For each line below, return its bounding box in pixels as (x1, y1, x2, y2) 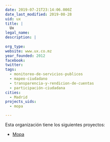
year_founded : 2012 (5, 53, 46, 58)
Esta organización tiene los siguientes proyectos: (5, 122, 106, 128)
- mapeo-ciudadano (9, 76, 48, 81)
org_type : (5, 44, 26, 49)
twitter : (5, 62, 23, 67)
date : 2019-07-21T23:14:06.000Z (5, 7, 72, 12)
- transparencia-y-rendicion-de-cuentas (9, 81, 94, 86)
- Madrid (9, 95, 28, 99)
